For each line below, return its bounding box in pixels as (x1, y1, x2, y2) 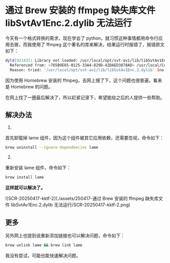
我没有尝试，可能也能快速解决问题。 (5, 252, 81, 258)
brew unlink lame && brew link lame (5, 242, 82, 248)
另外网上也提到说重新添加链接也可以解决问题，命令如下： (5, 232, 125, 239)
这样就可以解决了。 (5, 185, 46, 191)
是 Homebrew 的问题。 (5, 83, 53, 89)
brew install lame (5, 175, 44, 180)
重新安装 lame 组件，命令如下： (5, 165, 71, 171)
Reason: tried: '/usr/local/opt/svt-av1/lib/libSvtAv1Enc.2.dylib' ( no (10, 67, 164, 73)
